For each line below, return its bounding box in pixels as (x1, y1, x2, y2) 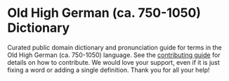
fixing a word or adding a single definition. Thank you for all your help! (7, 66, 210, 74)
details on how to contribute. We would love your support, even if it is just (7, 58, 220, 66)
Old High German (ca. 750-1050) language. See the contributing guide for (7, 51, 221, 59)
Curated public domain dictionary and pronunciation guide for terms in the (7, 43, 223, 51)
